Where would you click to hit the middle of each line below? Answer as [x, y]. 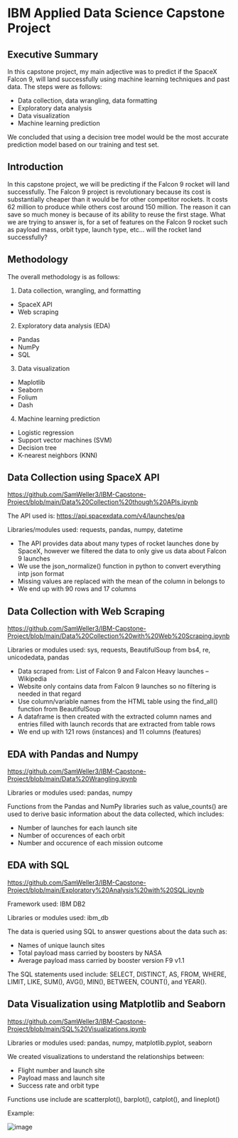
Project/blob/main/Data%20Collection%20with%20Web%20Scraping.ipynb [119, 636]
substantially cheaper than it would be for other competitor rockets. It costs [118, 199]
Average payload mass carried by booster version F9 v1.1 [101, 960]
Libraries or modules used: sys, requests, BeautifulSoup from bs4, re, [109, 650]
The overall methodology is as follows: [64, 276]
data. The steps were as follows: [55, 87]
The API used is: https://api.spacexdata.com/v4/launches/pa [96, 516]
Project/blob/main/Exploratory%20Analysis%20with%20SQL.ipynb [106, 890]
